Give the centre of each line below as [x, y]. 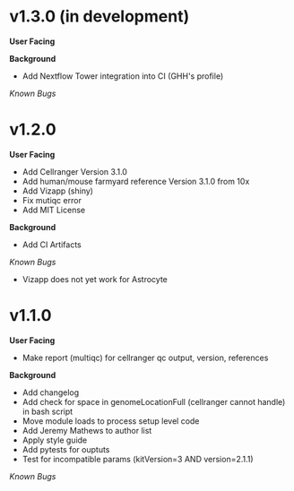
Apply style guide [55, 440]
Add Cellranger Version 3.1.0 [75, 171]
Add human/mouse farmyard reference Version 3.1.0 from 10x [136, 181]
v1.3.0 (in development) [99, 17]
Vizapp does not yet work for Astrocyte [95, 279]
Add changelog [51, 392]
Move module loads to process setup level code [111, 421]
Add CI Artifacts [52, 245]
